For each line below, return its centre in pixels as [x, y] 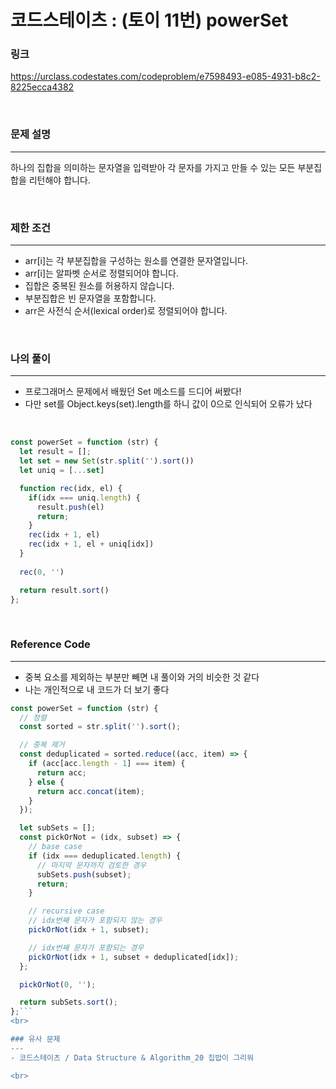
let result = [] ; [55, 452]
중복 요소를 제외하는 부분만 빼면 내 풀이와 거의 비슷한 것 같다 [142, 677]
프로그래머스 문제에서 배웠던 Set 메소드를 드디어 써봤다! [133, 392]
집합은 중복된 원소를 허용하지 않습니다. [99, 286]
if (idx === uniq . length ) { [84, 497]
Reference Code [50, 644]
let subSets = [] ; [58, 828]
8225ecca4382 [42, 87]
